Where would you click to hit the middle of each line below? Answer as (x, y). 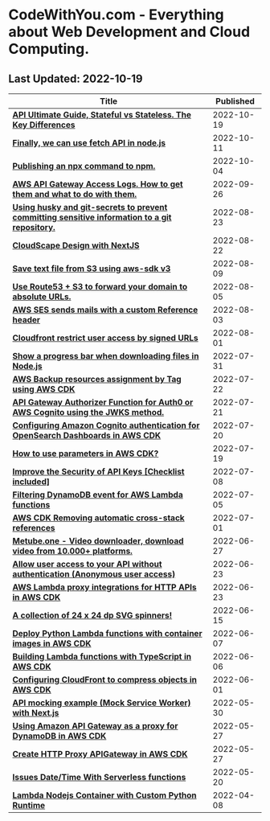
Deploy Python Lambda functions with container (107, 633)
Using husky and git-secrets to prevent (90, 207)
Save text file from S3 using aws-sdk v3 (92, 269)
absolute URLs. (42, 297)
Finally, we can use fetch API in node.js (89, 143)
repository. (34, 227)
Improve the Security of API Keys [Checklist (98, 472)
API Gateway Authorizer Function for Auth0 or (103, 402)
